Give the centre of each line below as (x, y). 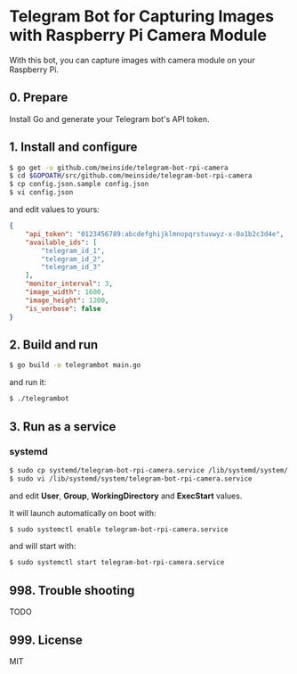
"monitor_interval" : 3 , (69, 284)
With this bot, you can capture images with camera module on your (132, 60)
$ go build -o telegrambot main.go (75, 366)
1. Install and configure (73, 148)
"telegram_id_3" (71, 267)
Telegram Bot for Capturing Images (141, 16)
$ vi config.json (41, 193)
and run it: (28, 382)
